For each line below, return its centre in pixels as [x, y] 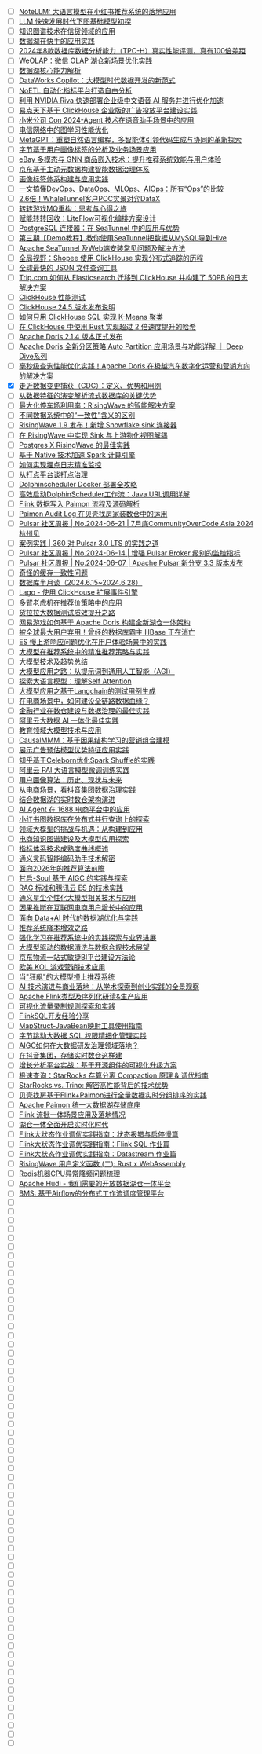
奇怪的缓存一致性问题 [53, 573]
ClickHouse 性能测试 [52, 297]
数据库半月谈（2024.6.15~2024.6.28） [80, 583]
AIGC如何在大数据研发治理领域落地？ [78, 1045]
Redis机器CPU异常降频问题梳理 [69, 1174]
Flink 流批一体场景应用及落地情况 [72, 1115]
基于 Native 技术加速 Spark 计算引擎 [77, 455]
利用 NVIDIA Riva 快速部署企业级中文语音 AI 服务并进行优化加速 [121, 100]
